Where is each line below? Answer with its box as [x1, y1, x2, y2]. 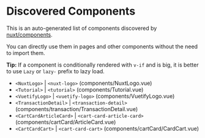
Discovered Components [6, 4, 136, 18]
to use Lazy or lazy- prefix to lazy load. [6, 67, 105, 74]
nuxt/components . [6, 31, 53, 38]
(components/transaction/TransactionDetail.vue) [15, 105, 138, 112]
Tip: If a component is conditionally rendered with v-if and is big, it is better [6, 61, 199, 68]
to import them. [6, 49, 45, 56]
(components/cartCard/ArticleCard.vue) [15, 118, 116, 126]
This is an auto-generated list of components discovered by [6, 24, 157, 32]
